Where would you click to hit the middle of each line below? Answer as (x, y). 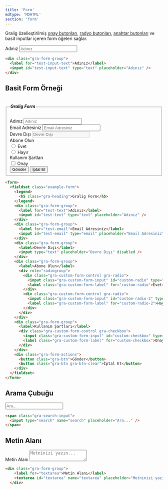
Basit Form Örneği (34, 88)
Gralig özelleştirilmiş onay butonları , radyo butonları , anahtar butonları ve (80, 33)
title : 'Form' (20, 10)
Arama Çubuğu (29, 393)
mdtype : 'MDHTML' (23, 14)
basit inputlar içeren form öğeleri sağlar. (46, 38)
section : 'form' (22, 19)
